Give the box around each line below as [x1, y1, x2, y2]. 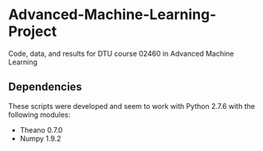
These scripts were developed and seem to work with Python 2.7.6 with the [8, 101, 255, 110]
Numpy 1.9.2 [19, 134, 61, 143]
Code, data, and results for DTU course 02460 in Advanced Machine [8, 48, 234, 58]
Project [8, 22, 57, 41]
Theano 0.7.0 [19, 125, 63, 134]
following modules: [8, 110, 71, 119]
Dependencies [8, 80, 82, 94]
